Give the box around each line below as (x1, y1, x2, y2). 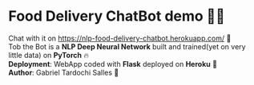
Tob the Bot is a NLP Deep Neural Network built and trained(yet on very (8, 41, 246, 51)
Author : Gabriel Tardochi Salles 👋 (8, 68, 119, 77)
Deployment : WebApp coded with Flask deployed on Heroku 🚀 (8, 59, 218, 68)
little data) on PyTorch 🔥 (8, 50, 90, 60)
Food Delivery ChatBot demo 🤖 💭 (8, 7, 226, 25)
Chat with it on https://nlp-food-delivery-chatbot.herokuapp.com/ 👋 (8, 33, 232, 43)
